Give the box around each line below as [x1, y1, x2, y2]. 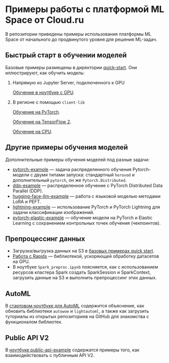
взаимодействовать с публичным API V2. [5, 352, 95, 358]
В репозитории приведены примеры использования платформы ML [5, 31, 152, 37]
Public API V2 [5, 333, 49, 342]
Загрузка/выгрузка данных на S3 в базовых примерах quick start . [12, 248, 155, 254]
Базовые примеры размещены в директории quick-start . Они [5, 64, 137, 70]
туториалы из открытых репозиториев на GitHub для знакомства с [5, 314, 149, 320]
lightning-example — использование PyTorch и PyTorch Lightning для [12, 203, 160, 210]
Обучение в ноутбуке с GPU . [12, 89, 75, 95]
